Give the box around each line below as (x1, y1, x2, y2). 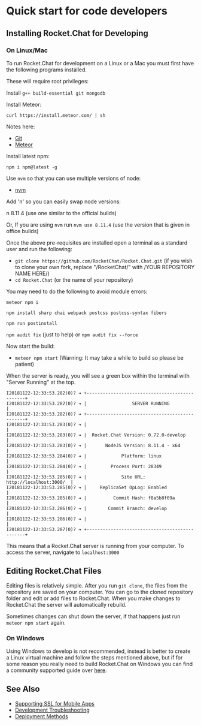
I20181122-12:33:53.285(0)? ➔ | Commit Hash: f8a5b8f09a (6, 495, 175, 501)
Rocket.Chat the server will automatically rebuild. (6, 601, 127, 608)
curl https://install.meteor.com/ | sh (6, 112, 106, 118)
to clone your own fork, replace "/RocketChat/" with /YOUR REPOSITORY (14, 263, 195, 270)
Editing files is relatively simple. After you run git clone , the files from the (6, 582, 188, 589)
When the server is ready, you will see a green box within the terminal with (6, 372, 190, 379)
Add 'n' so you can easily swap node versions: (6, 198, 121, 205)
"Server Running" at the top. (6, 378, 76, 385)
